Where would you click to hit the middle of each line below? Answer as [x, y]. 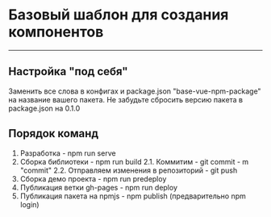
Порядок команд [54, 134]
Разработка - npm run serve [68, 153]
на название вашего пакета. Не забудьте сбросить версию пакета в [126, 99]
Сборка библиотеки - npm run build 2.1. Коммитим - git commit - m [134, 161]
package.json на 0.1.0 [44, 108]
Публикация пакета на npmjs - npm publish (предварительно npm [133, 196]
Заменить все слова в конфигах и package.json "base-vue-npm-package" [135, 91]
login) [29, 204]
